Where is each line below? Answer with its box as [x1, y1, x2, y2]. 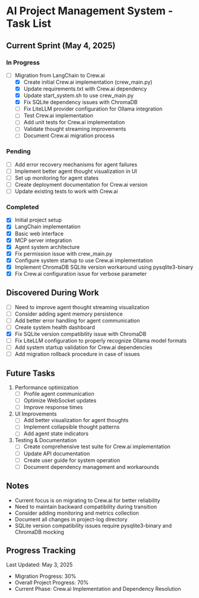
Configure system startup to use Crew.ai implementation [14, 257, 153, 264]
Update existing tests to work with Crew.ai [14, 188, 118, 195]
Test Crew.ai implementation [23, 112, 94, 119]
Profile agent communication [23, 391, 94, 398]
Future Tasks [6, 368, 55, 378]
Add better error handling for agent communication [14, 317, 140, 324]
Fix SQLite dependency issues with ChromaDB [23, 99, 138, 106]
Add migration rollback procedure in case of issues [14, 351, 140, 358]
